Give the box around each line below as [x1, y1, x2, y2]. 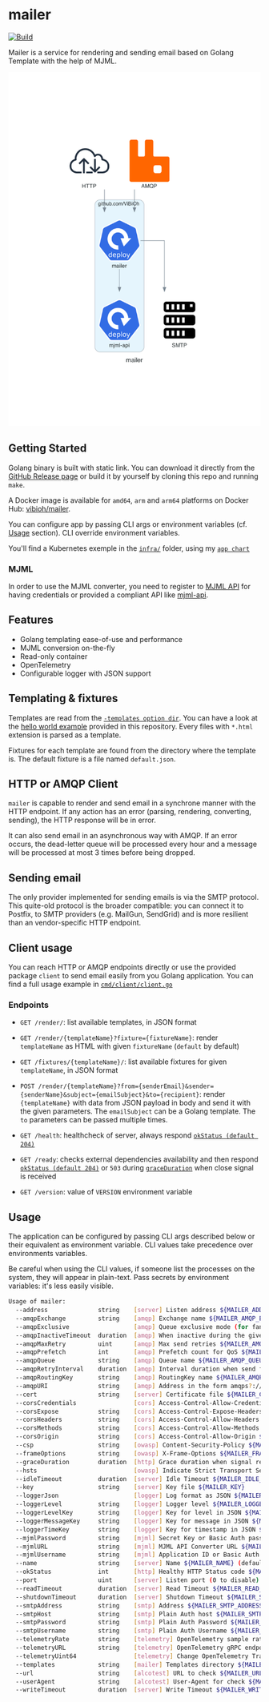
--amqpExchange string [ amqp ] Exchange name [15, 1315, 206, 1323]
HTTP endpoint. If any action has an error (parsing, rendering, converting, [8, 807, 252, 817]
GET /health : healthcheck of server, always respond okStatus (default [19, 1130, 255, 1140]
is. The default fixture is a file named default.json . [8, 754, 176, 764]
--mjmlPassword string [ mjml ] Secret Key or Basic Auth [15, 1534, 246, 1542]
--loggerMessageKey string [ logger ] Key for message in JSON [15, 1517, 249, 1525]
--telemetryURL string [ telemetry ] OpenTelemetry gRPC [15, 1644, 242, 1652]
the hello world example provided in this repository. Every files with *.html [8, 721, 254, 731]
